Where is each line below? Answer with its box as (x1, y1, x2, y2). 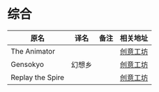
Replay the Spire (10, 72, 65, 82)
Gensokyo (10, 59, 44, 69)
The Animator (10, 46, 56, 56)
